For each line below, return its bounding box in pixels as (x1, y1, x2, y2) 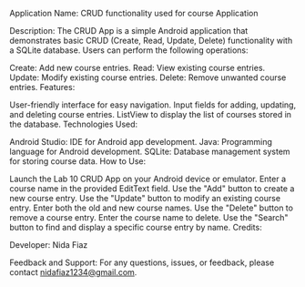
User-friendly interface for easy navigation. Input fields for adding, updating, (9, 99, 297, 110)
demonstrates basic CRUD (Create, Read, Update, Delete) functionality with (9, 36, 293, 46)
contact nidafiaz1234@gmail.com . (9, 267, 137, 277)
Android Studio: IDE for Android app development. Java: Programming (9, 137, 273, 147)
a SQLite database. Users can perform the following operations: (9, 45, 249, 56)
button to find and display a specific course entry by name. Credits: (9, 222, 262, 232)
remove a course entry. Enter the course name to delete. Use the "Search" (9, 212, 289, 222)
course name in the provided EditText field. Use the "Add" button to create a (9, 183, 295, 194)
